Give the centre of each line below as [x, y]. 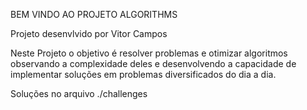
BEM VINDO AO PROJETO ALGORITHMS [94, 14]
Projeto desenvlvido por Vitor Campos [89, 33]
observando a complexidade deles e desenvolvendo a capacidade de [153, 63]
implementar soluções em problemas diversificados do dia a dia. [143, 74]
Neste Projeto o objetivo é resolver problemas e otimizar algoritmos [149, 53]
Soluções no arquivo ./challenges [79, 93]
